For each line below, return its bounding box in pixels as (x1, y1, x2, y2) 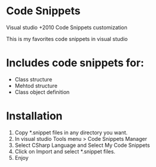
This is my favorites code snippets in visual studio (6, 35, 128, 42)
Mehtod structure (14, 82, 58, 89)
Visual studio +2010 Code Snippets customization (6, 24, 128, 31)
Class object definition (14, 88, 70, 96)
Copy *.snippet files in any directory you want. (14, 129, 128, 136)
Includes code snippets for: (6, 56, 144, 70)
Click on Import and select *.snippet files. (14, 147, 116, 155)
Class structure (14, 75, 52, 83)
